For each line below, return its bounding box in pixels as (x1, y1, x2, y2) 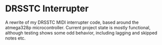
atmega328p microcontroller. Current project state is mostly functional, (5, 24, 151, 30)
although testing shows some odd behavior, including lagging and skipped (5, 30, 158, 36)
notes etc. (5, 35, 26, 41)
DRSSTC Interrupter (5, 3, 89, 14)
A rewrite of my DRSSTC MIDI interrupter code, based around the (5, 19, 139, 25)
